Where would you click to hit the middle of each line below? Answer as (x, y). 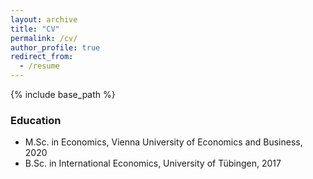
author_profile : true (55, 47)
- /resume (39, 66)
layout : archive (44, 19)
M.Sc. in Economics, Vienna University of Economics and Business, (163, 142)
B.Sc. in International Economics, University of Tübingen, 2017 (153, 163)
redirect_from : (42, 57)
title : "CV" (35, 29)
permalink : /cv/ (44, 38)
